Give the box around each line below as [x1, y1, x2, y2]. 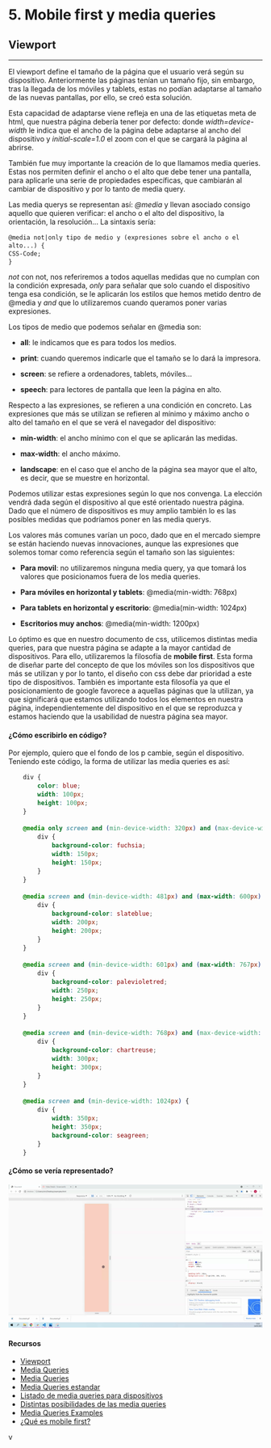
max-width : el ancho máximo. [19, 449, 121, 458]
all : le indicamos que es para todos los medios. [19, 338, 177, 347]
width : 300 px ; [51, 1055, 99, 1063]
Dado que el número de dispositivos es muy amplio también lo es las [8, 506, 236, 515]
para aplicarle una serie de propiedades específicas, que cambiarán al [8, 175, 243, 185]
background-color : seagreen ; [51, 1131, 150, 1139]
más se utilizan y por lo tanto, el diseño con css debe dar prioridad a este [8, 669, 252, 678]
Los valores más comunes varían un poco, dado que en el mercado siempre [8, 530, 261, 539]
